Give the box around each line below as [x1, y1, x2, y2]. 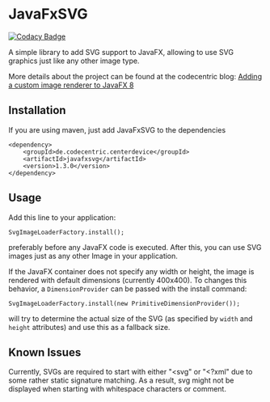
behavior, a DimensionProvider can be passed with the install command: [8, 284, 247, 294]
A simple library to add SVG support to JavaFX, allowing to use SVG [8, 47, 234, 57]
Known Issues [8, 345, 82, 359]
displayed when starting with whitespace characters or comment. [8, 384, 226, 394]
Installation [8, 104, 66, 117]
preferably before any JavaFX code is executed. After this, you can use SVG [8, 242, 262, 252]
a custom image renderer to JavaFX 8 [8, 80, 134, 90]
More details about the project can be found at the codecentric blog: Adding [8, 71, 263, 81]
